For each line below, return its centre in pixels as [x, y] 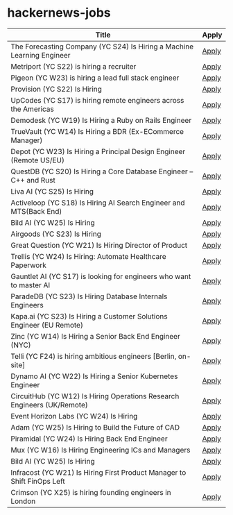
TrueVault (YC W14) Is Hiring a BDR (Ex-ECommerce [97, 131]
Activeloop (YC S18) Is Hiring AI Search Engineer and [98, 203]
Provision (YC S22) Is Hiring [57, 89]
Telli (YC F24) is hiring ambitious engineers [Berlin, [94, 356]
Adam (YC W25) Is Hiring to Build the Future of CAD [95, 427]
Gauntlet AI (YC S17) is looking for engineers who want [101, 276]
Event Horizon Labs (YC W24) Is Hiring [74, 416]
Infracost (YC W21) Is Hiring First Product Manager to [98, 472]
